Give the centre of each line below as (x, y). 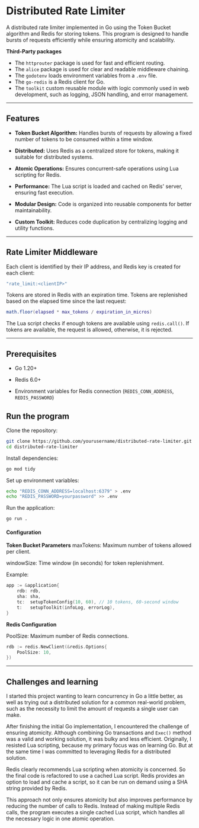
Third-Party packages (34, 51)
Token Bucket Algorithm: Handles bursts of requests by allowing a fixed (103, 133)
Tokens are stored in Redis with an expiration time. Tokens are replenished (97, 295)
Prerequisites (31, 354)
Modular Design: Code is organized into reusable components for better (103, 204)
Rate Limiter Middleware (52, 252)
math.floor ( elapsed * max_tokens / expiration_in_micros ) (79, 312)
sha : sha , (29, 597)
